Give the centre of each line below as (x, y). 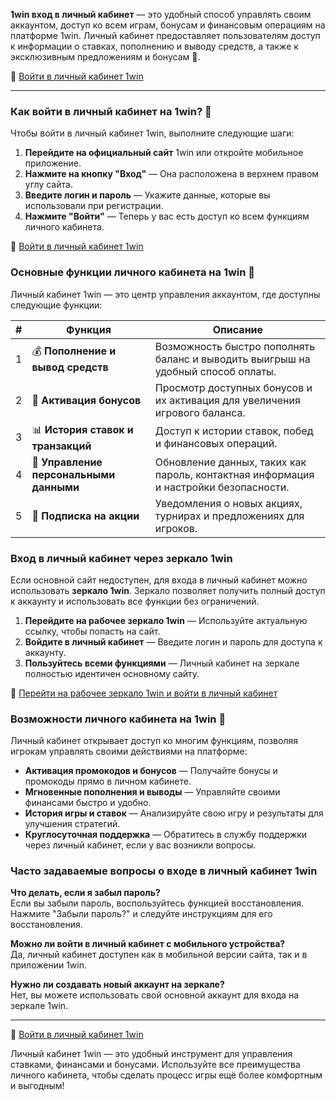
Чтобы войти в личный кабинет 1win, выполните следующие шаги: (152, 133)
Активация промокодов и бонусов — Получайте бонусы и (151, 771)
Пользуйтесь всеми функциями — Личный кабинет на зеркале (162, 663)
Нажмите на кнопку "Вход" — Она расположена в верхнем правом (172, 174)
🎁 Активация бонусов (86, 400)
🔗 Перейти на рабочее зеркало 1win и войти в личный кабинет (144, 693)
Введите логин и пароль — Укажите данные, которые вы (147, 195)
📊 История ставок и (82, 429)
